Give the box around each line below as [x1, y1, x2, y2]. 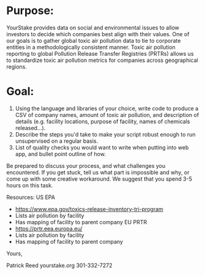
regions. [6, 62, 28, 70]
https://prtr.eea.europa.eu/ [15, 225, 83, 232]
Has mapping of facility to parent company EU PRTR [15, 218, 147, 225]
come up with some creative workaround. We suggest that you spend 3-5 [6, 175, 193, 183]
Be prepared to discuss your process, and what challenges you [6, 162, 166, 169]
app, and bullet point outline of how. [15, 150, 106, 157]
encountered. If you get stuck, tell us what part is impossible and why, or [6, 168, 190, 176]
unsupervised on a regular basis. [15, 137, 99, 145]
